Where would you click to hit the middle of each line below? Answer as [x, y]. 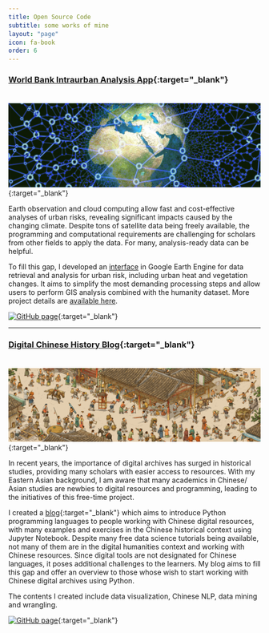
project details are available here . [63, 300]
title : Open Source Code [50, 17]
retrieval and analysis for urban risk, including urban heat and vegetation [128, 275]
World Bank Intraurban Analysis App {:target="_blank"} [118, 80]
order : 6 [23, 51]
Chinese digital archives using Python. [71, 580]
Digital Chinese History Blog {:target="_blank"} [102, 345]
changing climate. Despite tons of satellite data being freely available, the [129, 225]
